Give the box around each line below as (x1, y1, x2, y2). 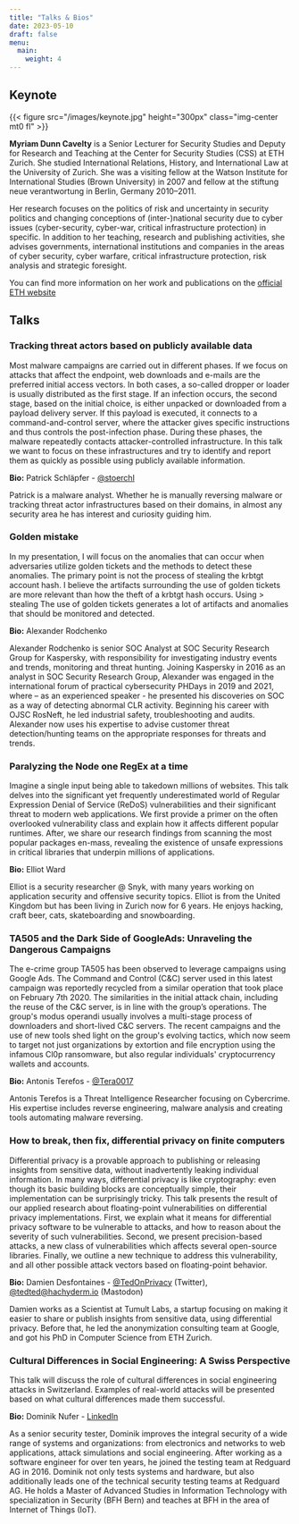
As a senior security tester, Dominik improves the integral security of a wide (9, 1427, 288, 1439)
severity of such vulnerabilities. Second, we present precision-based (9, 1231, 262, 1242)
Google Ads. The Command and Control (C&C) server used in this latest (9, 973, 273, 984)
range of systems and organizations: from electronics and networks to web (9, 1437, 286, 1448)
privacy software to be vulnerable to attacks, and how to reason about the (9, 1221, 281, 1232)
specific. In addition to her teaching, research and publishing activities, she (9, 232, 286, 242)
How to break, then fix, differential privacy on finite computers (9, 1134, 286, 1147)
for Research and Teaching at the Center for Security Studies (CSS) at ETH (9, 147, 285, 158)
